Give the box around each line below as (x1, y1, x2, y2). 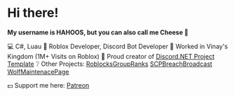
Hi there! (7, 5, 59, 21)
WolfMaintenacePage (7, 67, 69, 76)
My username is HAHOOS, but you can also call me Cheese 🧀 (7, 28, 189, 36)
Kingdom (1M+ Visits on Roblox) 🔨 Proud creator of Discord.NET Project (7, 52, 215, 60)
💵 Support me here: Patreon (7, 81, 90, 89)
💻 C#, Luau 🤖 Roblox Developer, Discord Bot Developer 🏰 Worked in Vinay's (7, 42, 228, 50)
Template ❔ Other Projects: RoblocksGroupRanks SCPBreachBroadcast (7, 60, 213, 68)
